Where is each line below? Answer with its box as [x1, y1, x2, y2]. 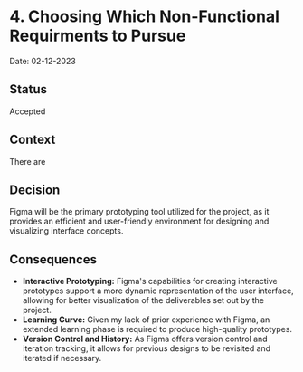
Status [9, 81, 48, 97]
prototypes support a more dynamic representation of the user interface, [22, 285, 294, 296]
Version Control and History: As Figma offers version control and [22, 333, 269, 345]
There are [9, 156, 46, 167]
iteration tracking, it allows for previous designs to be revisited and [22, 343, 271, 354]
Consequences [9, 252, 98, 267]
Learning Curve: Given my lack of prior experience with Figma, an [22, 314, 270, 325]
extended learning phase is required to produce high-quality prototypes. [22, 324, 292, 335]
